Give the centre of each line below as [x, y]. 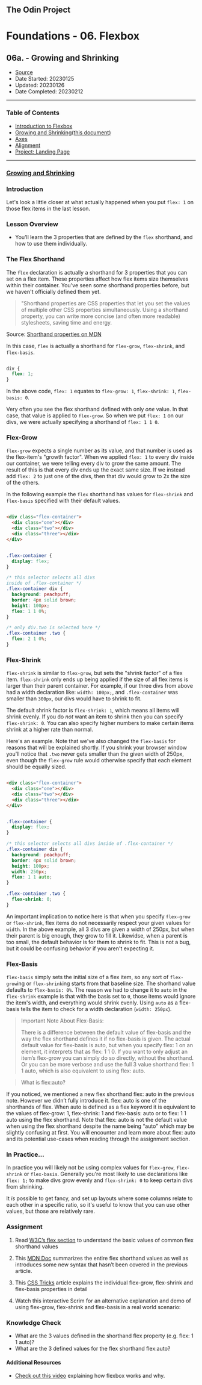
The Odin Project [38, 10]
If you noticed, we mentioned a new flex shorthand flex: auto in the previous [100, 1094]
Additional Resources [34, 1362]
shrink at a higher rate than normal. [50, 730]
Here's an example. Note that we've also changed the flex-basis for [91, 741]
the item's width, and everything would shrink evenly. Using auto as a [92, 1003]
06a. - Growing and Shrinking [63, 58]
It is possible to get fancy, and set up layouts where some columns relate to [100, 1198]
